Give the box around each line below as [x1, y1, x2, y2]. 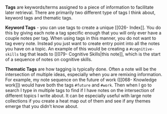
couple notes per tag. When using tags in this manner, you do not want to [5, 35, 156, 41]
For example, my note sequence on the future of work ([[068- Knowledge [5, 77, 157, 82]
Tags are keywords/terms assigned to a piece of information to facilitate [5, 4, 154, 10]
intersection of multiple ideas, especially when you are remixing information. [5, 71, 162, 77]
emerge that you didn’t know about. [5, 103, 78, 109]
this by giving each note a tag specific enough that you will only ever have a [5, 30, 161, 35]
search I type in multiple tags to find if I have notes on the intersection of [5, 87, 155, 93]
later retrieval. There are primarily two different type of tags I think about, [5, 9, 156, 15]
